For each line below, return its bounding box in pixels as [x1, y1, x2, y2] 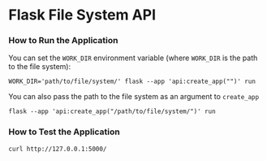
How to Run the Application [8, 35, 119, 46]
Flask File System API [8, 6, 157, 24]
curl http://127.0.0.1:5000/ [8, 145, 107, 153]
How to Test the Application [8, 126, 120, 137]
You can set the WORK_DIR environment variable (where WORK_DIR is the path [8, 53, 258, 63]
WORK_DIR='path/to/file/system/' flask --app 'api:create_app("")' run [8, 77, 256, 86]
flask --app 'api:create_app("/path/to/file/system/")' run [8, 107, 217, 115]
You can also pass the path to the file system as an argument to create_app [8, 92, 260, 102]
